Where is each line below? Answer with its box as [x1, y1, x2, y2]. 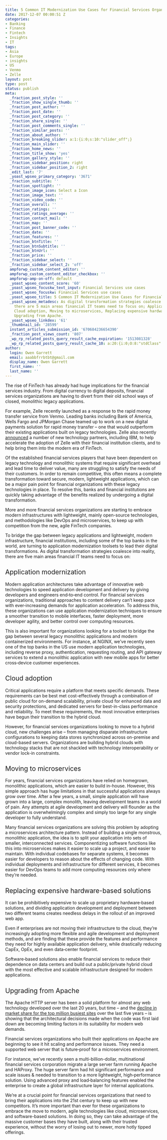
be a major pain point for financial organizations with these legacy [5, 481, 140, 487]
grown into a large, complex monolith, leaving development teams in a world [5, 799, 162, 805]
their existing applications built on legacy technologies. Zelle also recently [5, 429, 157, 435]
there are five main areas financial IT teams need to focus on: [5, 553, 131, 559]
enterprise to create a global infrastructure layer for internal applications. [5, 1082, 154, 1088]
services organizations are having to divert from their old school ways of [5, 393, 154, 399]
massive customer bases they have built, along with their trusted [5, 1119, 138, 1125]
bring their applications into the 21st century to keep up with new [5, 1097, 138, 1103]
